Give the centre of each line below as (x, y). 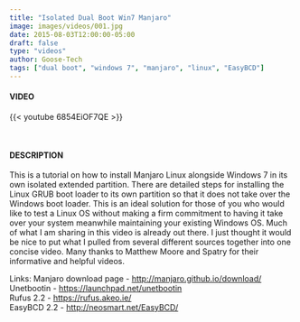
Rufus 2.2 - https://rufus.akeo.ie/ (70, 298)
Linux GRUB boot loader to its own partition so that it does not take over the (150, 194)
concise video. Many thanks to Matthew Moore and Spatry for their (134, 252)
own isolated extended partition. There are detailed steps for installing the (147, 185)
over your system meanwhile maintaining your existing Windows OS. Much (148, 223)
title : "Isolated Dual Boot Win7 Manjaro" (90, 18)
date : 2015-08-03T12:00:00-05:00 (72, 34)
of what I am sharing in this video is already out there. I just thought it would (150, 233)
